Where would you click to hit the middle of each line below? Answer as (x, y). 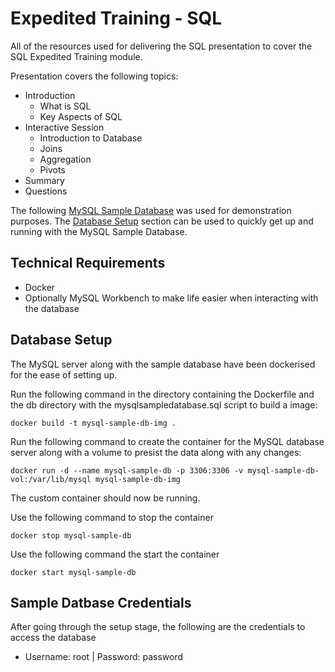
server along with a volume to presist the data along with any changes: (156, 452)
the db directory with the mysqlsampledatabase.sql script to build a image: (164, 404)
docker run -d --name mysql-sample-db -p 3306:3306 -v (127, 470)
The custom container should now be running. (105, 498)
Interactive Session (64, 127)
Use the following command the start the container (115, 554)
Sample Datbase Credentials (101, 602)
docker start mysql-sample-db (73, 572)
